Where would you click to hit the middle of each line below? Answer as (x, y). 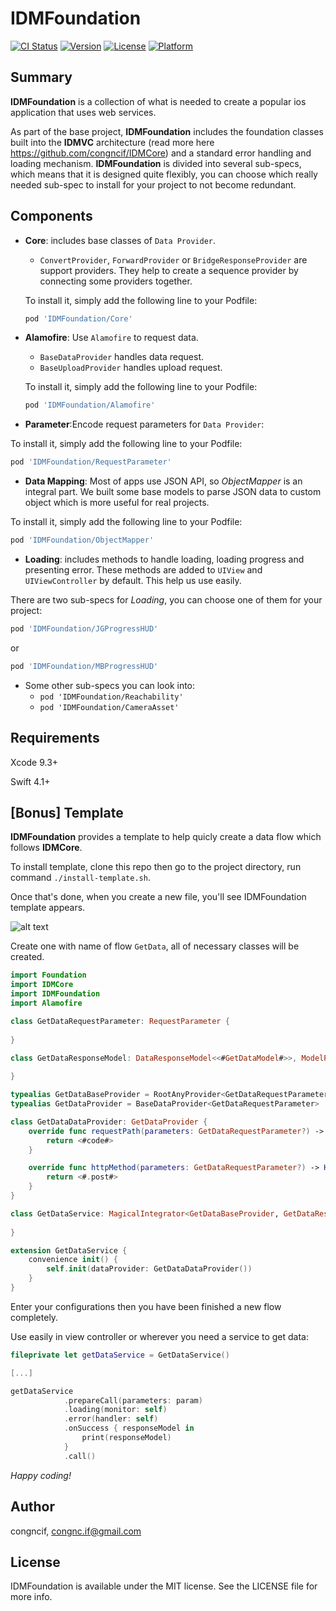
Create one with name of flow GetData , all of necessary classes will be (155, 946)
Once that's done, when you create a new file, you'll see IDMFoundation (158, 897)
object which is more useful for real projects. (117, 503)
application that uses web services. (83, 112)
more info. (31, 1597)
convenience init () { (73, 1260)
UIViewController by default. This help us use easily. (133, 581)
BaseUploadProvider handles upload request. (131, 368)
